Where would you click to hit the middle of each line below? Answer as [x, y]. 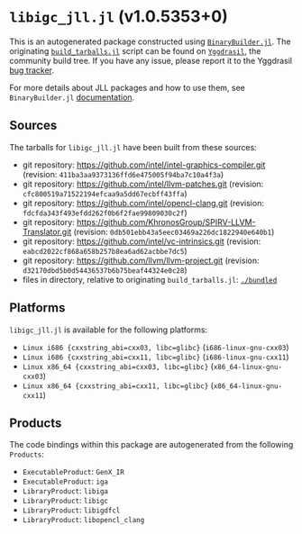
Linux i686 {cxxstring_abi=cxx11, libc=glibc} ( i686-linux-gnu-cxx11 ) [156, 357]
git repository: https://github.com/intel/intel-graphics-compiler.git [144, 165]
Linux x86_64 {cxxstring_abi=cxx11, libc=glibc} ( [118, 385]
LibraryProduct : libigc [65, 501]
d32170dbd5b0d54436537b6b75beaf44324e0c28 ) [105, 270]
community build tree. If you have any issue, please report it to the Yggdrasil [151, 60]
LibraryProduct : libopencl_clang [83, 520]
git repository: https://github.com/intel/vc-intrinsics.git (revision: [142, 241]
